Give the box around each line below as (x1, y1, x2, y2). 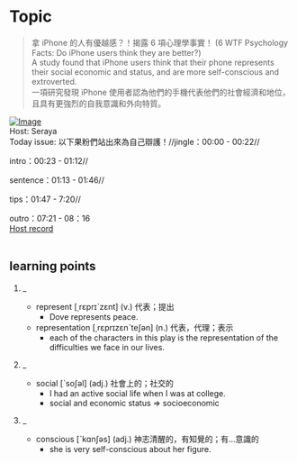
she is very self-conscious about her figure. (49, 443, 211, 454)
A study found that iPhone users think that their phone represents (31, 57, 274, 68)
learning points (9, 259, 96, 274)
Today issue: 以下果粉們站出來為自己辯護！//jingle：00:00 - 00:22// (9, 136, 260, 147)
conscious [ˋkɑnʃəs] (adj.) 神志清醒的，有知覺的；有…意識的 (35, 433, 259, 444)
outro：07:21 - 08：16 (9, 213, 91, 223)
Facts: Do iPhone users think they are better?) (31, 47, 202, 58)
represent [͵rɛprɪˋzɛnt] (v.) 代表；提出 (35, 301, 175, 312)
